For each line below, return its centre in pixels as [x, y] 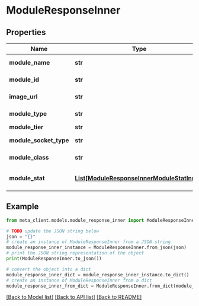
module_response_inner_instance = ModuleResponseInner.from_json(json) [96, 248]
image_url [23, 97]
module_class [29, 157]
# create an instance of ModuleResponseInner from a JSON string [88, 242]
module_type [28, 114]
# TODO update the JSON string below [53, 231]
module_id [24, 79]
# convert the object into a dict [49, 269]
